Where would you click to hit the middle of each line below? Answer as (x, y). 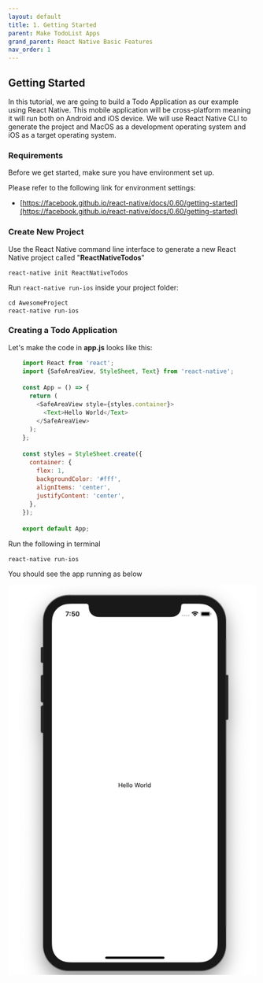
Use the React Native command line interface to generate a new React (122, 249)
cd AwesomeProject (38, 303)
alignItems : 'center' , (74, 487)
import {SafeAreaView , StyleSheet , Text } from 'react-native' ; (128, 371)
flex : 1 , (51, 471)
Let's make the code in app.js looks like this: (80, 347)
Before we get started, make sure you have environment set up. (111, 172)
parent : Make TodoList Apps (54, 33)
